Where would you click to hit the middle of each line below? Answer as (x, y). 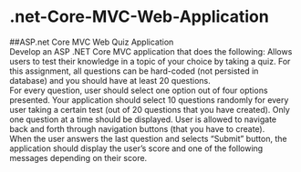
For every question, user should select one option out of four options (139, 90)
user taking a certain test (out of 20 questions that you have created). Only (150, 109)
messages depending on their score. (78, 157)
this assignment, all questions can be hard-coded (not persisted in (134, 71)
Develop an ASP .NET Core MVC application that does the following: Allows (151, 51)
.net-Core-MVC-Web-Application (139, 17)
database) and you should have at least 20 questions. (110, 80)
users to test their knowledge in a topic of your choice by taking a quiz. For (150, 61)
